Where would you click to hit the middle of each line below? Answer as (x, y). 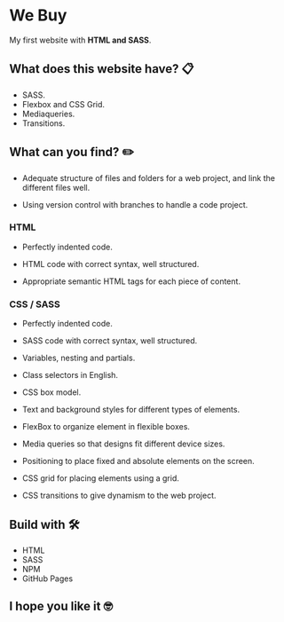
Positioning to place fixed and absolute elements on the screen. (138, 461)
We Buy (38, 16)
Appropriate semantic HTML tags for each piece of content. (131, 281)
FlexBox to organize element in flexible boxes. (106, 427)
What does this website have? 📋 (102, 69)
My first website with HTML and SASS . (80, 40)
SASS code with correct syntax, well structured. (110, 341)
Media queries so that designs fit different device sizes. (123, 444)
